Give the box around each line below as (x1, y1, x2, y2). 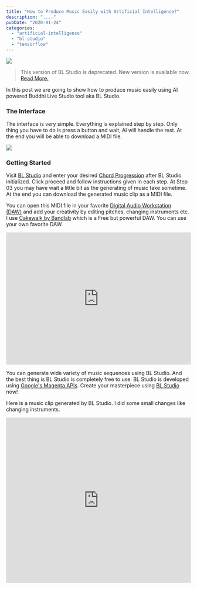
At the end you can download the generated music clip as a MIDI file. (6, 190, 173, 198)
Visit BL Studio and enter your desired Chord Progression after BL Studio (6, 172, 182, 179)
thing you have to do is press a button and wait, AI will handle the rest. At (6, 127, 182, 134)
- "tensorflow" (11, 42, 49, 48)
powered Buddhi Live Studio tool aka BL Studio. (6, 92, 121, 99)
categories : (6, 25, 35, 31)
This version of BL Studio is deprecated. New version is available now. (20, 68, 191, 75)
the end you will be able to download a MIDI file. (6, 133, 122, 140)
